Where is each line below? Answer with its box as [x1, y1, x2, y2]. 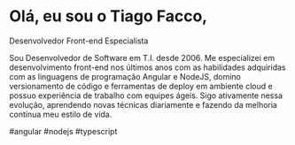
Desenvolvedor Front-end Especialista [9, 35, 149, 46]
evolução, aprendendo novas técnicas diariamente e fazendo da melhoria [9, 99, 277, 110]
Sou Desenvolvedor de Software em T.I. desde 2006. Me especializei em [9, 52, 276, 63]
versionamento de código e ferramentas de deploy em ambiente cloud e [9, 80, 273, 91]
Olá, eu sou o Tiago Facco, [9, 6, 208, 27]
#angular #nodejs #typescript [9, 126, 118, 136]
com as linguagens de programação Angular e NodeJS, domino [9, 71, 242, 81]
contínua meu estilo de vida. [9, 109, 113, 119]
